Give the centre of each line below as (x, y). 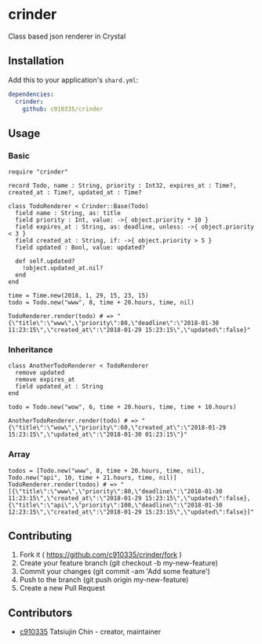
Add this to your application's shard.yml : (73, 79)
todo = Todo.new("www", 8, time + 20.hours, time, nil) (101, 303)
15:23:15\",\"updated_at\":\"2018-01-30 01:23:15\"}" (98, 435)
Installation (36, 61)
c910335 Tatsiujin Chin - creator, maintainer (90, 632)
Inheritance (31, 349)
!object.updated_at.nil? (63, 269)
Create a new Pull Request (62, 588)
